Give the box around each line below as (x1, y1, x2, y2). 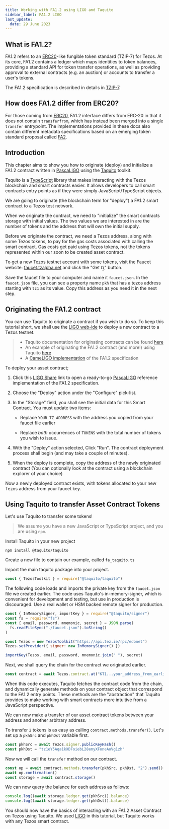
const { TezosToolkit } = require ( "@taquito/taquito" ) (5, 576, 123, 581)
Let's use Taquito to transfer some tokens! (5, 513, 93, 519)
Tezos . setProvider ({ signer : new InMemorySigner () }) (5, 644, 121, 649)
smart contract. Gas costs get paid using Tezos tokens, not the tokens (5, 244, 150, 250)
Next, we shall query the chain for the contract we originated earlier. (5, 662, 147, 668)
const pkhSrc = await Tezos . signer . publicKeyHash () (5, 742, 116, 747)
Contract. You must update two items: (12, 405, 92, 411)
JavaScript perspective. (5, 702, 55, 708)
